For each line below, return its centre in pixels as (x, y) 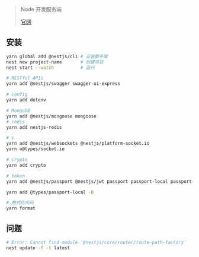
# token (16, 176)
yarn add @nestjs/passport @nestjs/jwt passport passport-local (87, 181)
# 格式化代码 (20, 203)
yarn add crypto (26, 165)
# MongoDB (18, 110)
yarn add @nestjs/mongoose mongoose (51, 116)
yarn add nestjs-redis (34, 127)
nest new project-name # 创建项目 (55, 62)
